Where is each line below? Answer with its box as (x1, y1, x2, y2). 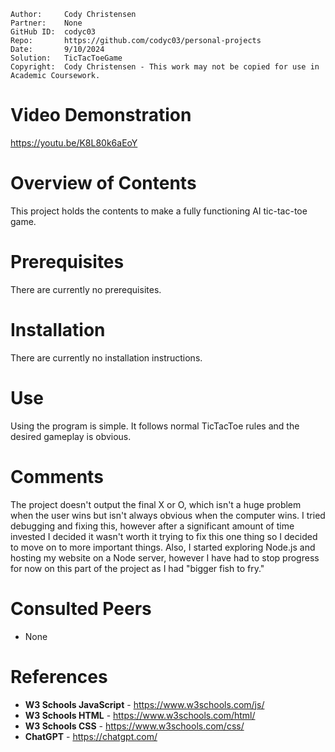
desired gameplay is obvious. (10, 430, 132, 442)
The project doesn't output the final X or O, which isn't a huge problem (10, 498, 302, 510)
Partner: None (10, 18, 83, 28)
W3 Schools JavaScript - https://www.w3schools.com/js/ (24, 698, 265, 710)
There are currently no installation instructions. (10, 351, 203, 364)
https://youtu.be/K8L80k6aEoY (10, 136, 138, 149)
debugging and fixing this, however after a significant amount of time (10, 520, 295, 532)
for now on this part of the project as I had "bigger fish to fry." (10, 562, 265, 574)
